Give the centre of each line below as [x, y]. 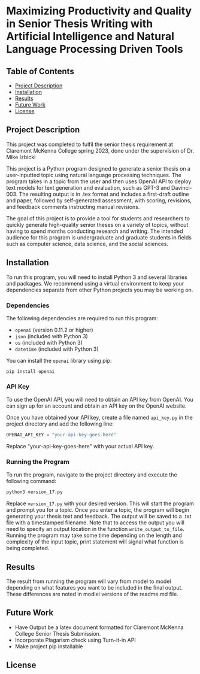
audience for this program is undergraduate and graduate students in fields [99, 237]
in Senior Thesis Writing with [80, 24]
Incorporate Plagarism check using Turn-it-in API [75, 640]
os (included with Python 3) [49, 342]
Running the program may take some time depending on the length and [94, 535]
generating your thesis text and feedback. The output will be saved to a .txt [99, 517]
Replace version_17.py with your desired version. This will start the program [100, 503]
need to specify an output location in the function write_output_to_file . [95, 529]
